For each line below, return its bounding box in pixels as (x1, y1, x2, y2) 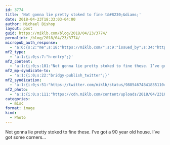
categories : (5, 96, 30, 101)
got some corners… (5, 134, 47, 140)
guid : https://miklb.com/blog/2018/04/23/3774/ (5, 31, 108, 36)
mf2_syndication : (5, 78, 42, 83)
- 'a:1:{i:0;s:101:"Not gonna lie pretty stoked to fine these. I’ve (10, 63, 159, 68)
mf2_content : (5, 59, 33, 64)
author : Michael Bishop (5, 21, 56, 27)
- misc (10, 101, 24, 106)
